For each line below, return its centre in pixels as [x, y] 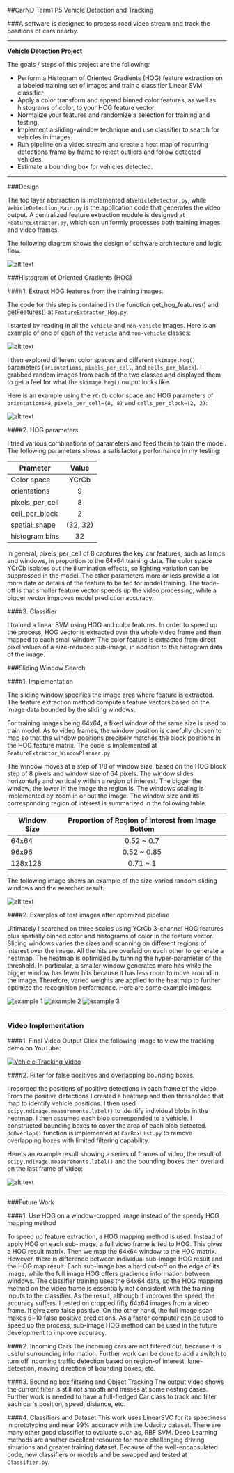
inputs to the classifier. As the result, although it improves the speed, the [111, 1296]
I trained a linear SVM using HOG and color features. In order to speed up [112, 625]
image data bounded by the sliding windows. [71, 710]
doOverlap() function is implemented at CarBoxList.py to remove [100, 1133]
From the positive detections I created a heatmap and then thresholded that [116, 1096]
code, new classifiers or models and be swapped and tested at [97, 1455]
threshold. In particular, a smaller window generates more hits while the [110, 966]
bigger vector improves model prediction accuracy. [81, 598]
